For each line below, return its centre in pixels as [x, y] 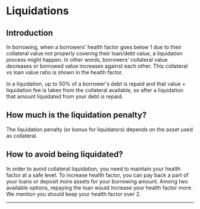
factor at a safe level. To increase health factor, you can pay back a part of [97, 175]
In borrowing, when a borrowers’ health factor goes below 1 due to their [94, 47]
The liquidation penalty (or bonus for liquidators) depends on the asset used [100, 129]
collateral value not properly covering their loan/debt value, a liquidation [94, 53]
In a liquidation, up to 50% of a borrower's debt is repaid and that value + [96, 84]
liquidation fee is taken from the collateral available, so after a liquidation [95, 90]
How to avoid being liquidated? [65, 155]
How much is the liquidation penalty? [76, 115]
